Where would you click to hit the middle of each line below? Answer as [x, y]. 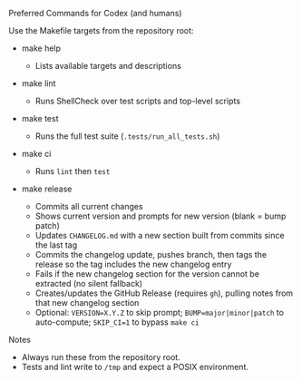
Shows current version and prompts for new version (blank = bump [161, 216]
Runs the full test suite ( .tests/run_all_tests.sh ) [127, 136]
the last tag [56, 245]
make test [40, 118]
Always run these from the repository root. [101, 357]
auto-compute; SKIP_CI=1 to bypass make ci [117, 322]
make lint [39, 83]
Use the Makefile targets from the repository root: [101, 30]
